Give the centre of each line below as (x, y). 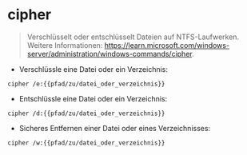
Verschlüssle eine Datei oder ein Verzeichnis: (94, 69)
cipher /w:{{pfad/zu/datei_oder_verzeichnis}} (86, 143)
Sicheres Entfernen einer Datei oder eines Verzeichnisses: (115, 128)
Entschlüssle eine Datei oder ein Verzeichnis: (93, 98)
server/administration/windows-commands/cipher (110, 54)
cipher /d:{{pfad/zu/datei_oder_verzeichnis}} (86, 113)
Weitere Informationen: (65, 45)
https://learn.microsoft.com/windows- (167, 45)
